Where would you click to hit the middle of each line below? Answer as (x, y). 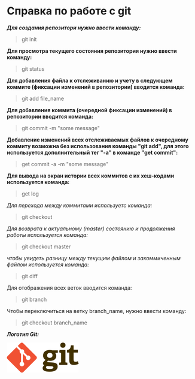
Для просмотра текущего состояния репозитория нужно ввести (92, 51)
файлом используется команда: (48, 264)
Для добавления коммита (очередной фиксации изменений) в (89, 110)
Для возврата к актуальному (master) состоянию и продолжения (91, 228)
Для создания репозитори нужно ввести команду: (74, 28)
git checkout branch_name (54, 323)
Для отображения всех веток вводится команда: (69, 288)
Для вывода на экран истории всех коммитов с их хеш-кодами (91, 176)
